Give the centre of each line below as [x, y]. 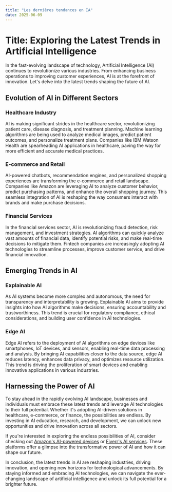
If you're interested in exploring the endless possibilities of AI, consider [80, 436]
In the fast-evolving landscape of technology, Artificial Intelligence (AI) [80, 65]
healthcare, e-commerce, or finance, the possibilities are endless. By [78, 415]
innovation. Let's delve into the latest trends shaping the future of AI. [78, 82]
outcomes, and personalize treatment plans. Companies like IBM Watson [82, 140]
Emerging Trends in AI [42, 271]
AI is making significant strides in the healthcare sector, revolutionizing [80, 124]
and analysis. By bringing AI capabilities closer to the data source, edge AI [84, 354]
